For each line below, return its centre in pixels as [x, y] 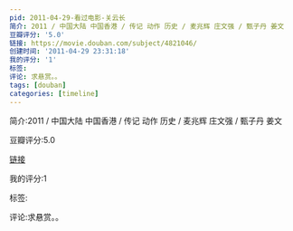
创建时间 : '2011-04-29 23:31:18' [70, 52]
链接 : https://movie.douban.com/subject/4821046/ [103, 43]
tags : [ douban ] [38, 85]
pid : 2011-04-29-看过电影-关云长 [67, 18]
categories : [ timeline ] [54, 93]
